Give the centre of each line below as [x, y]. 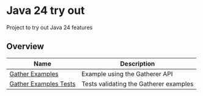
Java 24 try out [46, 11]
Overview [25, 46]
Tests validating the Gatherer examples [138, 84]
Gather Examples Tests [42, 84]
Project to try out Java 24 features [50, 27]
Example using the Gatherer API [127, 74]
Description [138, 63]
